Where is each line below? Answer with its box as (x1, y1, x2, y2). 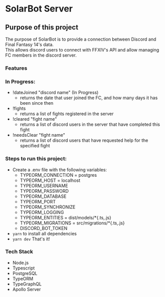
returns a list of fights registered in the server (20, 111, 114, 117)
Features (5, 65, 28, 72)
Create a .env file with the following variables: (12, 166, 107, 173)
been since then (20, 100, 54, 106)
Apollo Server (12, 286, 41, 292)
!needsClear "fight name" (12, 132, 65, 138)
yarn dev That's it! (12, 236, 50, 242)
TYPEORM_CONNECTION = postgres (20, 172, 97, 178)
